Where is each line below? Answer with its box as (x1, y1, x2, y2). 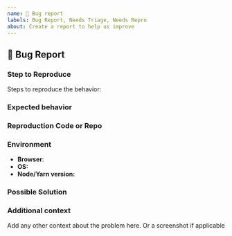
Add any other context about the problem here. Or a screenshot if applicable (7, 221, 225, 230)
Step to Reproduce (7, 69, 71, 79)
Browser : (17, 155, 44, 163)
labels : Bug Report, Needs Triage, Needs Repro (7, 17, 148, 24)
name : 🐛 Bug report (7, 10, 64, 17)
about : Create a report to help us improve (7, 23, 135, 30)
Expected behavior (7, 102, 73, 111)
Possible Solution (7, 188, 67, 197)
